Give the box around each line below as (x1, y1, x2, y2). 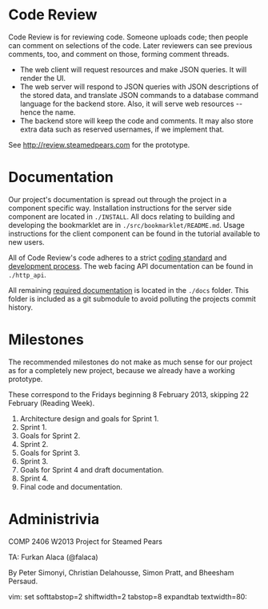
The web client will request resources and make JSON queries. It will (19, 64, 247, 74)
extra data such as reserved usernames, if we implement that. (19, 124, 225, 134)
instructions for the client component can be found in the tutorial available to (8, 229, 261, 238)
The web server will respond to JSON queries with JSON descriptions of (19, 82, 259, 91)
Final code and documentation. (19, 481, 122, 491)
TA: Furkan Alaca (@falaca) (8, 552, 98, 562)
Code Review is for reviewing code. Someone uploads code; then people (8, 32, 249, 42)
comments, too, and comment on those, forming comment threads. (8, 49, 230, 59)
